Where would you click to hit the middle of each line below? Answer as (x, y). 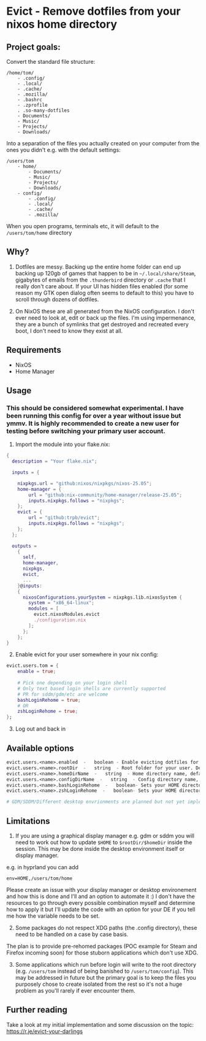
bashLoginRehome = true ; (49, 700)
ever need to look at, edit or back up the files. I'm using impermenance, (105, 318)
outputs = (24, 546)
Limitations (28, 821)
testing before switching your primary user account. (86, 431)
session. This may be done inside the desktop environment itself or (100, 848)
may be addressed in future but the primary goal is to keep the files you (105, 977)
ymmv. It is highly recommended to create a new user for (93, 423)
